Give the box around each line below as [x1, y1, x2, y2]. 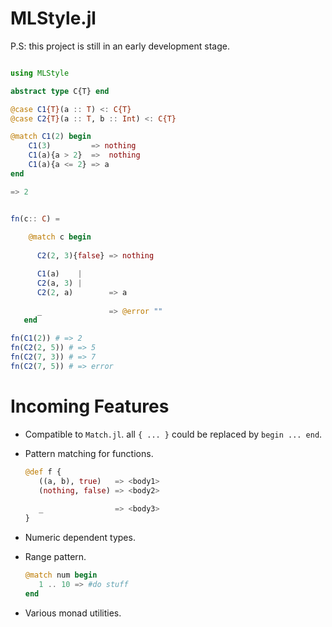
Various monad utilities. [24, 607, 122, 619]
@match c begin [28, 232, 92, 242]
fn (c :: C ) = [10, 213, 60, 224]
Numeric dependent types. [24, 532, 136, 543]
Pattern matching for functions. [24, 447, 154, 459]
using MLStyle [10, 68, 70, 78]
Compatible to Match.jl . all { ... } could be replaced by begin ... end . [24, 428, 323, 440]
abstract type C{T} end [10, 86, 110, 96]
